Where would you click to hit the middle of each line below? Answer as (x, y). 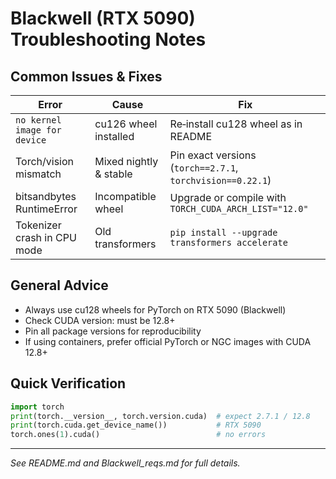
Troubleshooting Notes (108, 39)
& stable (113, 174)
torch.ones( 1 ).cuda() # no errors (138, 435)
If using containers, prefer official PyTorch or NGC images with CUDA (168, 341)
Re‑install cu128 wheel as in (236, 124)
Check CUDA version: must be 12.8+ (100, 320)
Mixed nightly (126, 161)
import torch (37, 407)
